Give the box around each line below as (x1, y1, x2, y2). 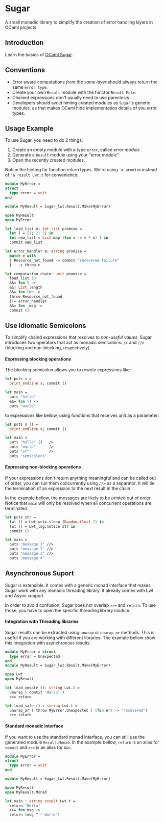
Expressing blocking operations (5, 356, 71, 362)
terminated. (5, 505, 28, 511)
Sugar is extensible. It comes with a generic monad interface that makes (5, 582, 151, 588)
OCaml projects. (5, 24, 38, 30)
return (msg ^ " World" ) (9, 812, 60, 817)
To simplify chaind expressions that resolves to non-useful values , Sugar (5, 334, 152, 340)
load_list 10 (9, 276, 36, 281)
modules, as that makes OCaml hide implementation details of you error (12, 105, 157, 111)
